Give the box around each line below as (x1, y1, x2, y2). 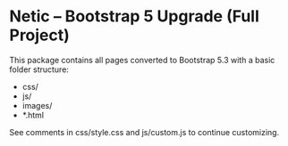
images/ (21, 100, 53, 110)
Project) (9, 25, 70, 45)
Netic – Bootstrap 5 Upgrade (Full (9, 6, 259, 27)
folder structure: (9, 64, 70, 75)
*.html (21, 109, 45, 120)
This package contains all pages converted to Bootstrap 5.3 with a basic (9, 54, 275, 65)
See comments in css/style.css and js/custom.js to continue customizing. (9, 126, 280, 137)
